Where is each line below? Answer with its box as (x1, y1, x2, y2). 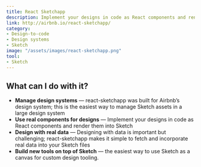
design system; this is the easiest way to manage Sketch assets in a (14, 103, 182, 111)
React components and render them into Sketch (14, 122, 133, 129)
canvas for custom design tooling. (14, 154, 99, 162)
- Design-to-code (6, 31, 50, 37)
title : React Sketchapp (6, 8, 66, 15)
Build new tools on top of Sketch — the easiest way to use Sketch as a (14, 148, 190, 155)
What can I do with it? (6, 81, 89, 91)
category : (6, 25, 31, 32)
